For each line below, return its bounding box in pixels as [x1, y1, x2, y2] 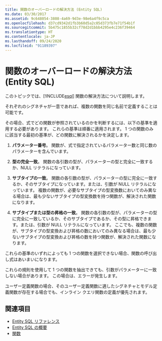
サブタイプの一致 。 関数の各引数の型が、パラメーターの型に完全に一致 [12, 175, 153, 181]
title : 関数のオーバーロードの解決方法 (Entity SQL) [5, 7, 103, 12]
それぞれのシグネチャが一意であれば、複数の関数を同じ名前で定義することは [5, 103, 158, 109]
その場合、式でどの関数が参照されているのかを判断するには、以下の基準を [5, 119, 153, 125]
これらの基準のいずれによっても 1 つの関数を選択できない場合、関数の [5, 250, 144, 256]
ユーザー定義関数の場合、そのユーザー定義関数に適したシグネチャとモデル [5, 283, 153, 289]
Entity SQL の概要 [12, 324, 47, 330]
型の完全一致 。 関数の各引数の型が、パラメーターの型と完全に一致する [12, 158, 153, 164]
